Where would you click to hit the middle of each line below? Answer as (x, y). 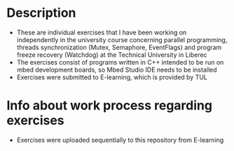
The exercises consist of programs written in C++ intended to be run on (120, 62)
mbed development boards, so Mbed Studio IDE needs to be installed (117, 70)
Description (41, 13)
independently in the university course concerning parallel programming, (122, 39)
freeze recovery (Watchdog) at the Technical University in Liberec (112, 55)
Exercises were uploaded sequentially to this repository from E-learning (120, 140)
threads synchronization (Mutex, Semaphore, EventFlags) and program (119, 47)
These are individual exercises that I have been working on (102, 32)
